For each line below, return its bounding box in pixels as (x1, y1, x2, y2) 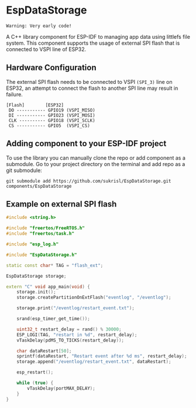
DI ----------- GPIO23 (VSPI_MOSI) (8, 112, 95, 118)
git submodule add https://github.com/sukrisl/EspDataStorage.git (6, 178, 171, 184)
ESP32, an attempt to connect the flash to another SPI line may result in (6, 85, 178, 92)
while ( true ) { (16, 380, 54, 386)
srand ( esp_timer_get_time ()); (16, 316, 91, 322)
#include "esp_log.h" (6, 241, 59, 247)
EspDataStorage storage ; (6, 273, 67, 279)
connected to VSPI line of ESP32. (6, 45, 87, 53)
